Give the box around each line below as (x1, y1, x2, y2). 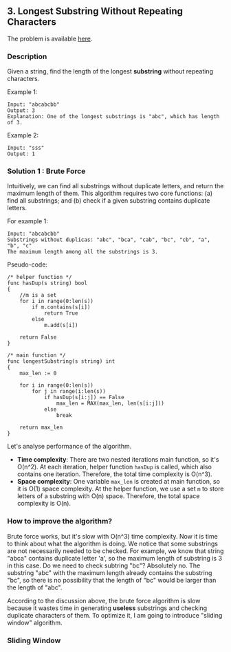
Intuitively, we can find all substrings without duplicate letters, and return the (7, 182, 224, 190)
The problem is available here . (7, 34, 93, 43)
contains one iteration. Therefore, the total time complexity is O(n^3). (16, 470, 212, 478)
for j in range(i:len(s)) (32, 388, 107, 395)
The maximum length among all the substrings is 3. (7, 249, 158, 256)
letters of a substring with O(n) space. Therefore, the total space (16, 492, 200, 500)
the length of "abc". (7, 583, 63, 592)
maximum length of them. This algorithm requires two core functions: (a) (7, 189, 213, 198)
